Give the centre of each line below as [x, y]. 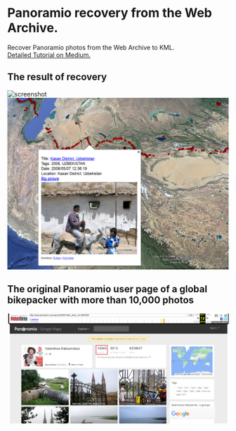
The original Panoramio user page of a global [107, 289]
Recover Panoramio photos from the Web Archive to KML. [91, 47]
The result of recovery [57, 77]
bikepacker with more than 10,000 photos [101, 300]
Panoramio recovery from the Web [110, 13]
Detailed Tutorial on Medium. [49, 55]
